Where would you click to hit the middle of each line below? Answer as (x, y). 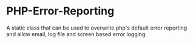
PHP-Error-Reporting (60, 11)
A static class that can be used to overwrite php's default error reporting (97, 28)
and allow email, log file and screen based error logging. (76, 34)
